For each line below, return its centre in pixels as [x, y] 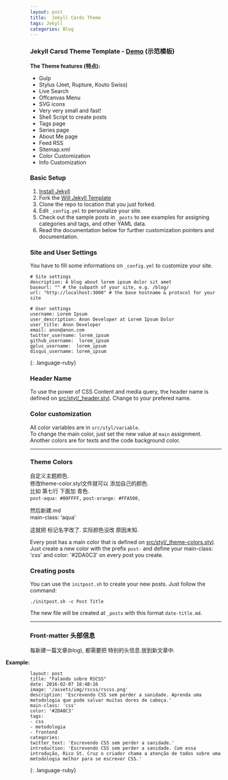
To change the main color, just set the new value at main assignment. [116, 434]
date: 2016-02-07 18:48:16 [64, 684]
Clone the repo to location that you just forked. [97, 204]
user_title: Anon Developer [66, 325]
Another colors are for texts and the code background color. [105, 440]
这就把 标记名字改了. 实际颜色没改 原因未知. [85, 530]
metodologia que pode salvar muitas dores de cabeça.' [101, 700]
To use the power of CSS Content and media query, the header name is [119, 392]
